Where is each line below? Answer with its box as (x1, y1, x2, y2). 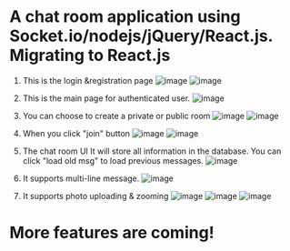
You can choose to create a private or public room (22, 110, 211, 121)
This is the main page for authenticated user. (22, 93, 191, 104)
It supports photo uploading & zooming (22, 190, 169, 201)
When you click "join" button (22, 127, 130, 138)
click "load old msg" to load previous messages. (22, 155, 205, 166)
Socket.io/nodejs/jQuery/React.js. (9, 25, 274, 46)
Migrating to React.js (9, 45, 171, 65)
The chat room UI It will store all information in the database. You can (22, 146, 282, 156)
